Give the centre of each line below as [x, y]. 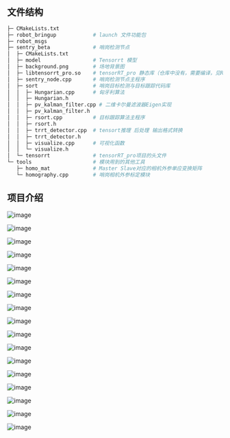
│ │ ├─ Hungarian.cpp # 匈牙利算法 [66, 92]
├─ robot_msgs [27, 41]
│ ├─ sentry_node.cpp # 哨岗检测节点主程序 [76, 79]
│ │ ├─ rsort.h [32, 124]
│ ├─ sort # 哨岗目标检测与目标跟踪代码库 [89, 86]
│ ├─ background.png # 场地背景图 [66, 67]
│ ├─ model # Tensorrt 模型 [72, 60]
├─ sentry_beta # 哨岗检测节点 [68, 48]
